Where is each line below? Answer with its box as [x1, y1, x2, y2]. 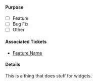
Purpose [5, 4, 24, 10]
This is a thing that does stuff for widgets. [5, 72, 92, 78]
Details [5, 61, 21, 68]
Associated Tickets [5, 38, 47, 45]
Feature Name [12, 50, 42, 56]
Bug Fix [12, 21, 29, 27]
